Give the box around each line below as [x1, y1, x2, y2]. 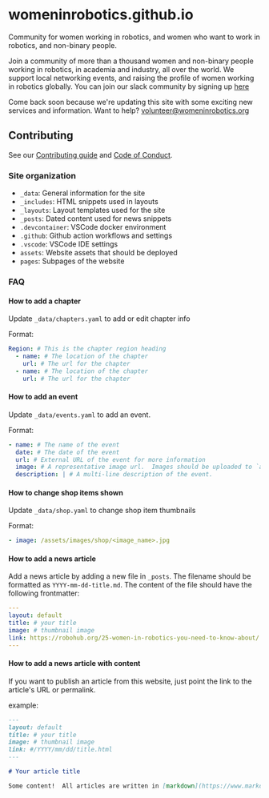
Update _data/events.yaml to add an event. [8, 410, 151, 419]
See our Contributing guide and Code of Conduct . [8, 150, 173, 159]
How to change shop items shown [8, 487, 124, 497]
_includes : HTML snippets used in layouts [19, 197, 159, 207]
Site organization [8, 170, 76, 181]
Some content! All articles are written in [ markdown [8, 782, 195, 790]
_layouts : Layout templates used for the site [19, 206, 166, 215]
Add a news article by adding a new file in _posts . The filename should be [8, 571, 251, 581]
